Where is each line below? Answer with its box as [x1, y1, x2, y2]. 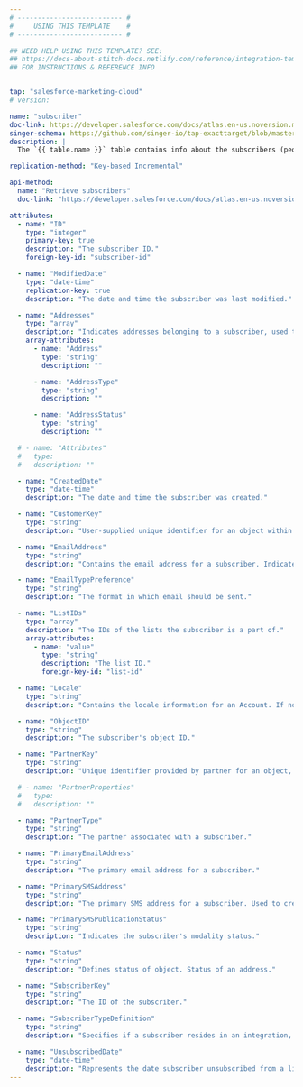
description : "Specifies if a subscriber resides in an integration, [25, 1031, 293, 1040]
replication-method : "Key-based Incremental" [9, 161, 183, 171]
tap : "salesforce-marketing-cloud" [9, 88, 143, 97]
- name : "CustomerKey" [17, 510, 103, 519]
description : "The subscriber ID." [25, 244, 160, 253]
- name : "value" [32, 642, 95, 651]
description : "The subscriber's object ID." [25, 733, 196, 742]
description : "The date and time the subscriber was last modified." [25, 294, 293, 303]
